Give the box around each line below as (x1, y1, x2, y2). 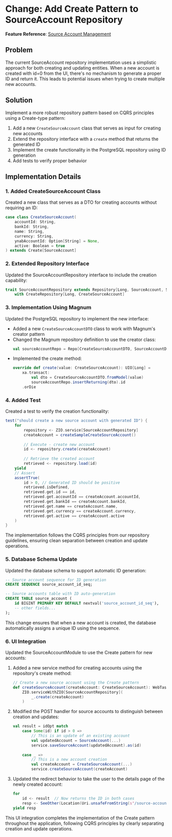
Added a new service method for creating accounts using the (12, 664, 142, 671)
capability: (5, 277, 28, 283)
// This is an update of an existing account (31, 733, 130, 739)
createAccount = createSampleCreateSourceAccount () (24, 432, 137, 438)
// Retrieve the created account (24, 456, 95, 461)
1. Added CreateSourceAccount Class (5, 187, 101, 195)
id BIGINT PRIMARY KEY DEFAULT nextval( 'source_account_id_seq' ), (14, 601, 159, 606)
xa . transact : (22, 370, 50, 375)
